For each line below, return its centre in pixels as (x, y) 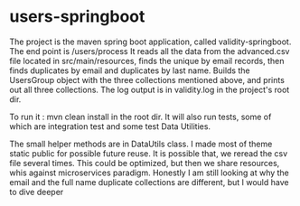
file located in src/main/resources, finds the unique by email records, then (147, 61)
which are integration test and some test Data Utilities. (110, 126)
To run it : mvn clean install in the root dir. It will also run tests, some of (141, 117)
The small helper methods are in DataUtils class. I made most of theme (141, 144)
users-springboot (77, 17)
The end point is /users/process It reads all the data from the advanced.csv (150, 51)
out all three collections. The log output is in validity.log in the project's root (150, 89)
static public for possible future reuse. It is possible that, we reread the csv (149, 153)
